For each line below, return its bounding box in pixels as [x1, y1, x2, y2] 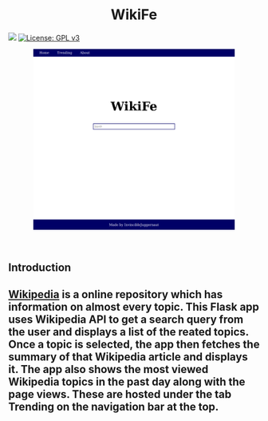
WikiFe [110, 6, 158, 24]
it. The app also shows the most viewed [8, 363, 209, 376]
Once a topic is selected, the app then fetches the [8, 338, 260, 351]
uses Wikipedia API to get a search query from [8, 313, 244, 327]
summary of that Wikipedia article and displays [8, 350, 249, 364]
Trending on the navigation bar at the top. [8, 400, 219, 414]
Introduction [8, 260, 72, 274]
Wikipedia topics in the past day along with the [8, 375, 246, 389]
